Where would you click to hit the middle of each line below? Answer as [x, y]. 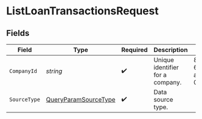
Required [135, 50]
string [54, 71]
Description [171, 50]
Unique [164, 60]
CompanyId [23, 71]
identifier [166, 67]
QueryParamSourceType [81, 100]
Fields [18, 33]
